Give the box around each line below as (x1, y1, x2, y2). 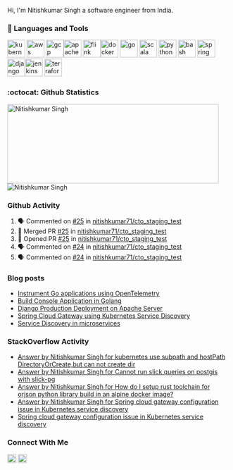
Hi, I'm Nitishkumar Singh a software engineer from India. (7, 6, 174, 14)
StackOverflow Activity (7, 337, 89, 347)
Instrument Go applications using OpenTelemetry (17, 289, 160, 298)
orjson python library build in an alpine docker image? (17, 390, 174, 399)
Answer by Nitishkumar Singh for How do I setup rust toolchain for (17, 383, 210, 391)
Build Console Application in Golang (17, 297, 122, 305)
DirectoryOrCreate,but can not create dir (17, 360, 136, 369)
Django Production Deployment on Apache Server (17, 304, 163, 313)
